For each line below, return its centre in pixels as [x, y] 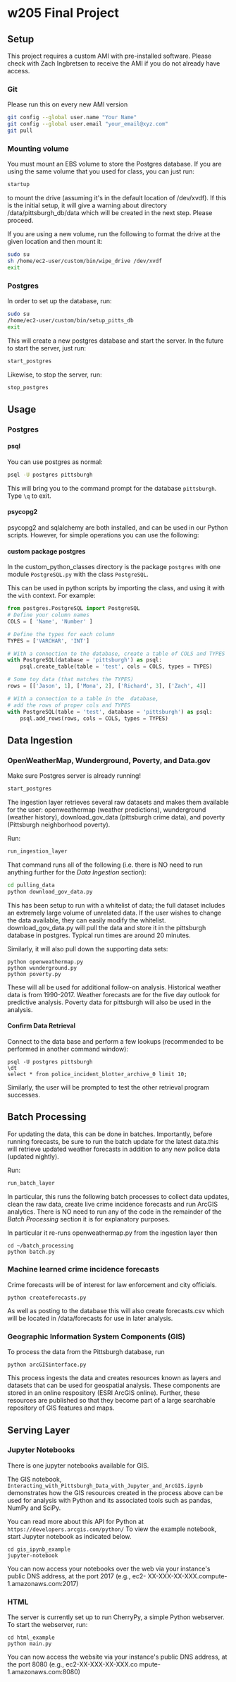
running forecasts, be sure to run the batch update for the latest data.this [113, 1141]
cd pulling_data [31, 885]
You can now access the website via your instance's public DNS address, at [117, 1657]
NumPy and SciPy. [34, 1508]
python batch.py [31, 1252]
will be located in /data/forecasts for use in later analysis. [90, 1318]
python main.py [30, 1644]
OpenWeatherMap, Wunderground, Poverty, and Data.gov [109, 760]
